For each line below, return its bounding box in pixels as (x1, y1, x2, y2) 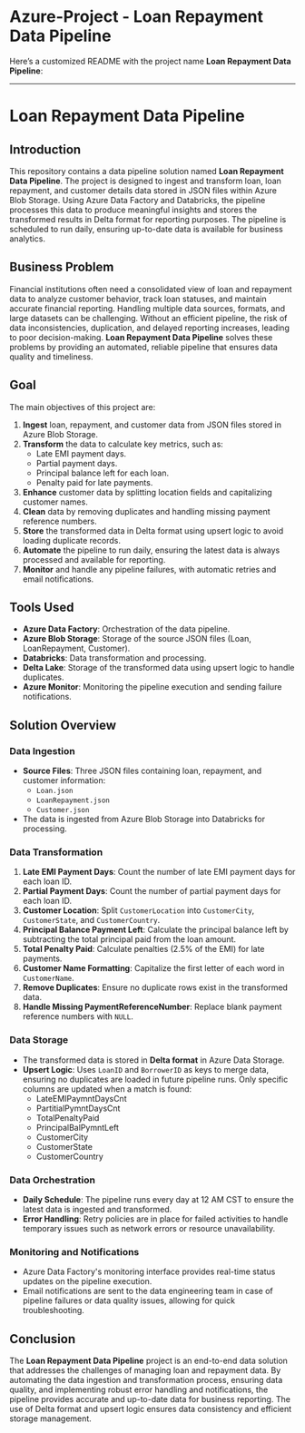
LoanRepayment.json (35, 796, 111, 805)
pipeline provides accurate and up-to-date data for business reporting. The (9, 1394, 290, 1405)
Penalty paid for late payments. (35, 476, 153, 487)
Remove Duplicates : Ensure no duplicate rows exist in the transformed (22, 982, 289, 993)
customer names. (22, 496, 88, 507)
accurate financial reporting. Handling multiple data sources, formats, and (9, 302, 286, 314)
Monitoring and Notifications (9, 1245, 140, 1258)
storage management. (9, 1413, 93, 1424)
